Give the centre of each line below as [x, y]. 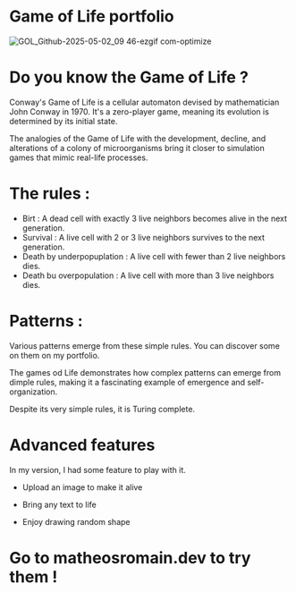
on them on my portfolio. [55, 355]
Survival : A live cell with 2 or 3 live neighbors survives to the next [144, 237]
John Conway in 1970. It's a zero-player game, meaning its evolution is [140, 111]
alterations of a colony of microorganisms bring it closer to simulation [137, 148]
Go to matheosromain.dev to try [130, 558]
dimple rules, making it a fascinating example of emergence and [127, 382]
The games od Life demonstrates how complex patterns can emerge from [145, 372]
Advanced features [82, 445]
